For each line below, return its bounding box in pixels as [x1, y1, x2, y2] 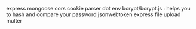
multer [6, 17, 23, 24]
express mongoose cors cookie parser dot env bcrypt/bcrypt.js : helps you [6, 5, 191, 12]
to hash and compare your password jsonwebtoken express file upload [6, 11, 181, 18]
